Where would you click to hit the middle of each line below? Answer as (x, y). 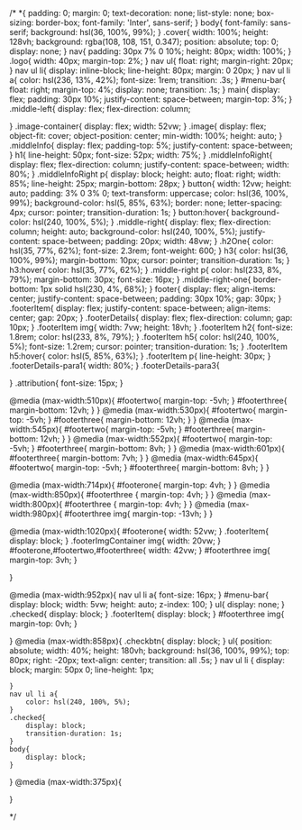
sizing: (22, 23)
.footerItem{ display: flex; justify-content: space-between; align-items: (140, 308)
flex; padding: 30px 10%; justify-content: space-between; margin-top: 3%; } (151, 99)
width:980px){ (36, 514)
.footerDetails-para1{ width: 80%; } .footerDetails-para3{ (114, 365)
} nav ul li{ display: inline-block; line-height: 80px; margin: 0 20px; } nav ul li (150, 70)
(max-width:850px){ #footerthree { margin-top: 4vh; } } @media (128, 494)
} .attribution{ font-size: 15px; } (66, 383)
